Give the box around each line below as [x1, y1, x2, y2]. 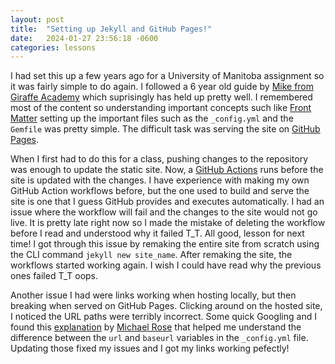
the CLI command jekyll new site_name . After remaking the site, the [10, 249, 293, 261]
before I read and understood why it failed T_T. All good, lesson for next [10, 227, 305, 240]
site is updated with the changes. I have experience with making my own [10, 174, 310, 186]
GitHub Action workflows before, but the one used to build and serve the [10, 185, 310, 197]
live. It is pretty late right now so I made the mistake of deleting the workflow [10, 217, 326, 229]
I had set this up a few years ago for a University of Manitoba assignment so [10, 70, 325, 82]
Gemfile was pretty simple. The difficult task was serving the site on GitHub [10, 123, 321, 135]
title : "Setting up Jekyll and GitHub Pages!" [10, 24, 213, 34]
